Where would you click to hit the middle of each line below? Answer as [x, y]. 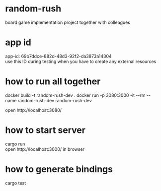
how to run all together [53, 82]
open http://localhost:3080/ [34, 110]
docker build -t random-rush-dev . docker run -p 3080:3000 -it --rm [75, 95]
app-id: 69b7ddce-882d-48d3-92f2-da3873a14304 [58, 56]
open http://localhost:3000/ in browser [45, 149]
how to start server [45, 130]
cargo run [15, 144]
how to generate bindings [59, 169]
